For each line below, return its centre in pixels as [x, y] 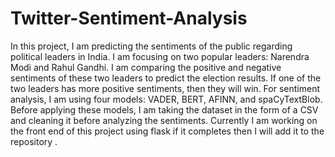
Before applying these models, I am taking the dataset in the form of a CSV [164, 109]
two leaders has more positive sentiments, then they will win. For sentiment [165, 88]
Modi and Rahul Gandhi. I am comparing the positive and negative [146, 67]
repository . [34, 141]
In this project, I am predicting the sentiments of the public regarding [151, 46]
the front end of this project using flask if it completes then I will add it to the [167, 131]
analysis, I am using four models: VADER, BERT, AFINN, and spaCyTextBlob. [166, 99]
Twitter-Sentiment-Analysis [129, 18]
